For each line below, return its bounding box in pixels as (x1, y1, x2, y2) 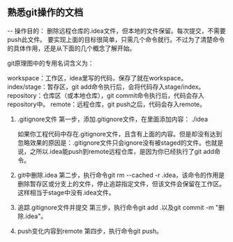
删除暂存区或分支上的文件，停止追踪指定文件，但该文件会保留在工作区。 (17, 179, 225, 187)
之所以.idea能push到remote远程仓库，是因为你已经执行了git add (29, 147, 215, 155)
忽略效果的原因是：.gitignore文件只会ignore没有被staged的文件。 (17, 138, 206, 147)
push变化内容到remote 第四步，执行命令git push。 (17, 227, 163, 235)
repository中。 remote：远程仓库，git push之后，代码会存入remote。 (7, 100, 206, 108)
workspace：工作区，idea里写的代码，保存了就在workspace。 (7, 73, 187, 82)
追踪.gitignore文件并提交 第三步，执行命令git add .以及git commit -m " (17, 203, 219, 211)
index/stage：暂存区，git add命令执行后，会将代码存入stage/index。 (7, 83, 205, 91)
